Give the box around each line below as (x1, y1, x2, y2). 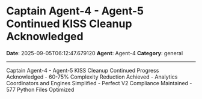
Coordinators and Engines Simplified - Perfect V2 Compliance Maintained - (6, 79, 192, 86)
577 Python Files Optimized (6, 86, 75, 93)
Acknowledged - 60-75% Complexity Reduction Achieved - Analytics (6, 73, 178, 80)
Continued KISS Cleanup (6, 17, 132, 31)
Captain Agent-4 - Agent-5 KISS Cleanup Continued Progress (6, 67, 159, 74)
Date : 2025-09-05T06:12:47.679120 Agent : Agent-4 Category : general (6, 49, 183, 56)
